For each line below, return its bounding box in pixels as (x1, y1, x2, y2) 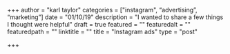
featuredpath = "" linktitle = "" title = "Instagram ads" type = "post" (7, 27, 198, 36)
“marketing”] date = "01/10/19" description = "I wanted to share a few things (7, 13, 224, 21)
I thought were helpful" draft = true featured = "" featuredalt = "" (7, 21, 191, 28)
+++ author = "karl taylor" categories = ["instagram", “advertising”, (7, 6, 198, 14)
